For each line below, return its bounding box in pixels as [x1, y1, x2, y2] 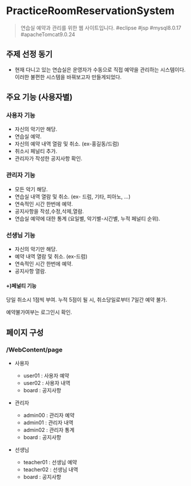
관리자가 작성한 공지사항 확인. [14, 155, 83, 162]
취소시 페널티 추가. [14, 148, 58, 155]
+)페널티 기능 [6, 282, 37, 289]
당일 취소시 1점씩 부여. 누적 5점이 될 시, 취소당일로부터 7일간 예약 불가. [6, 296, 167, 303]
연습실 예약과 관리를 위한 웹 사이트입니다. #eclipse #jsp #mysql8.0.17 [20, 24, 182, 31]
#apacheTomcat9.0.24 [20, 31, 75, 38]
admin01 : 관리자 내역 [23, 419, 73, 426]
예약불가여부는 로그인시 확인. [6, 309, 72, 316]
